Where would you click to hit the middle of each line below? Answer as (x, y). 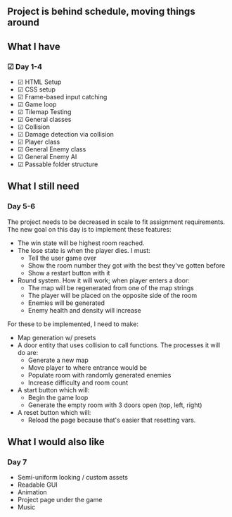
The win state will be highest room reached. (81, 243)
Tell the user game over (62, 258)
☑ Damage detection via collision (66, 135)
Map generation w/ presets (57, 337)
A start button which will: (53, 390)
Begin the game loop (58, 397)
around (24, 23)
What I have (34, 46)
